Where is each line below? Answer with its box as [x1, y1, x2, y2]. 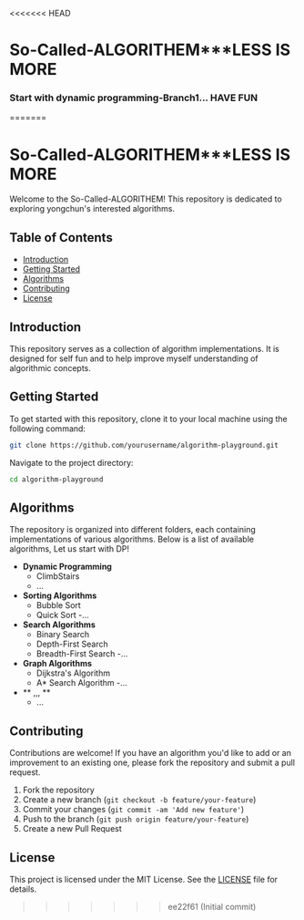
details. [9, 884, 37, 894]
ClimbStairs [35, 571, 80, 582]
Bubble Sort [35, 600, 82, 611]
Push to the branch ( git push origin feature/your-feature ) [22, 813, 249, 824]
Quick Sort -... [35, 610, 89, 621]
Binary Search [35, 629, 90, 640]
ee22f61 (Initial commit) [167, 902, 257, 913]
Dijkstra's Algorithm [35, 667, 111, 678]
